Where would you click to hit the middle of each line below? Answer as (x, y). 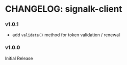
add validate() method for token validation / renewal (66, 35)
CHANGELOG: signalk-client (64, 9)
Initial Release (19, 58)
